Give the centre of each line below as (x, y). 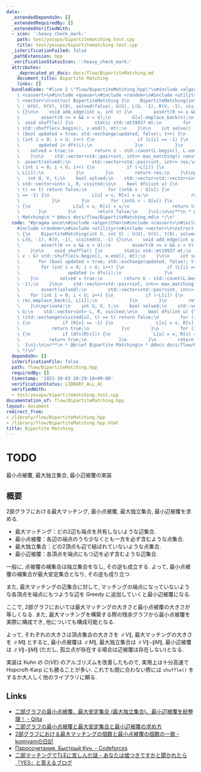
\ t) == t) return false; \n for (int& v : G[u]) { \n (93, 189)
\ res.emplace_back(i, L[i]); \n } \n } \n (92, 301)
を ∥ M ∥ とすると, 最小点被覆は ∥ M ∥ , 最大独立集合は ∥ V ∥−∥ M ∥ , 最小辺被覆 (99, 642)
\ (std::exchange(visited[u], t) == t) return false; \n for (103, 317)
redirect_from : (25, 412)
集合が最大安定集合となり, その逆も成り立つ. (77, 574)
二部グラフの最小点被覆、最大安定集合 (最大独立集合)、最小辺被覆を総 (101, 711)
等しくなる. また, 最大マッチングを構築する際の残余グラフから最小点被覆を (98, 614)
